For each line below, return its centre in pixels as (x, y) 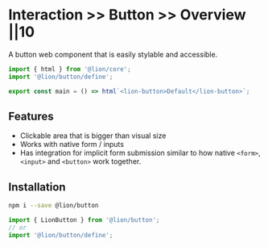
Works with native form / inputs (72, 144)
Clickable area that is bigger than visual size (93, 136)
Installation (37, 187)
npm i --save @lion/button (54, 206)
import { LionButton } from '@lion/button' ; (84, 220)
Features (31, 116)
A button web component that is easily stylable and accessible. (113, 54)
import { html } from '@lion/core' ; (70, 69)
